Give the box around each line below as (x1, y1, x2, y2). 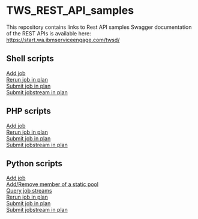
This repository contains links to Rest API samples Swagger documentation (6, 23, 192, 31)
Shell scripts (6, 53, 54, 64)
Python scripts (6, 158, 63, 169)
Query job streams (6, 187, 52, 194)
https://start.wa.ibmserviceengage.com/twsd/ (6, 36, 120, 43)
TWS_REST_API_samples (6, 4, 134, 17)
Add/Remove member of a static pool (6, 181, 99, 188)
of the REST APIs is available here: (6, 29, 91, 37)
